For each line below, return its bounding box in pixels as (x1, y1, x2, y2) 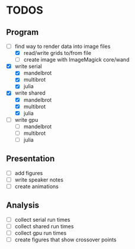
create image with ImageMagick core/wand (23, 56, 130, 63)
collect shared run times (14, 222, 74, 229)
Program (6, 27, 39, 37)
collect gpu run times (14, 229, 67, 237)
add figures (14, 169, 43, 176)
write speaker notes (14, 176, 64, 183)
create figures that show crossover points (14, 236, 117, 243)
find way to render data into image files (14, 43, 111, 50)
